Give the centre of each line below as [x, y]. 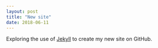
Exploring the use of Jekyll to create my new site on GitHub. [79, 39]
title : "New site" [29, 17]
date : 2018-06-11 [28, 22]
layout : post [22, 11]
